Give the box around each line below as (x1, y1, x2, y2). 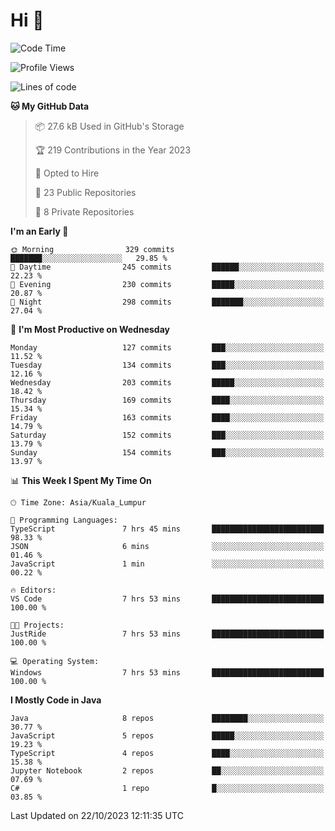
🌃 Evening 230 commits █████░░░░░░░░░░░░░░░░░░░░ (10, 279, 325, 289)
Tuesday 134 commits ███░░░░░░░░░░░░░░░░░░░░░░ (10, 360, 325, 370)
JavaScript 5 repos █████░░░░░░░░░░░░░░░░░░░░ (10, 730, 325, 741)
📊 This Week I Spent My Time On (10, 474, 152, 486)
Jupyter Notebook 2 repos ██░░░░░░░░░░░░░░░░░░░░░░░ (10, 765, 325, 776)
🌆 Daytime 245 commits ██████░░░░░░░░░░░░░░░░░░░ (10, 262, 325, 272)
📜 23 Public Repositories (34, 186, 137, 198)
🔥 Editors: (10, 585, 57, 595)
